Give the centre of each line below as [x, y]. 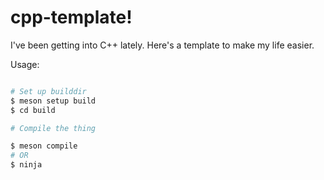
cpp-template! [71, 17]
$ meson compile [44, 146]
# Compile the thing [53, 128]
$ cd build [33, 110]
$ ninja [26, 165]
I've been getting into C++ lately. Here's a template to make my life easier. [162, 45]
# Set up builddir [48, 91]
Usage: [25, 64]
